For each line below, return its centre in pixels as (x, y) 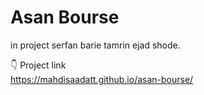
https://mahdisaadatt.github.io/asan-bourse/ (102, 79)
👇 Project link (38, 65)
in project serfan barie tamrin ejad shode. (95, 45)
